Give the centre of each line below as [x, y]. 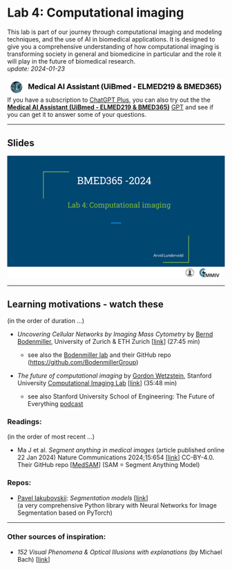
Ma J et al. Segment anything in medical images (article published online [121, 450]
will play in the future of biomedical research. [71, 61]
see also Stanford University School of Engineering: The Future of [121, 396]
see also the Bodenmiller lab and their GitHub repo [99, 355]
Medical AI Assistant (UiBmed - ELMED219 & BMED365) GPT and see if [110, 107]
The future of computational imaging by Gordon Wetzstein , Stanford [114, 376]
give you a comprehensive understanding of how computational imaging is [113, 46]
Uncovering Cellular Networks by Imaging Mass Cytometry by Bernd [115, 334]
